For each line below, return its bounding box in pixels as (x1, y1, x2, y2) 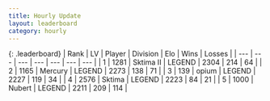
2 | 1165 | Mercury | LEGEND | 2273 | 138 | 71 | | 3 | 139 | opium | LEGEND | (8, 66, 256, 76)
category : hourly (8, 27, 67, 35)
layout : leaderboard (8, 19, 78, 27)
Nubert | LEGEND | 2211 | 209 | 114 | (8, 83, 128, 93)
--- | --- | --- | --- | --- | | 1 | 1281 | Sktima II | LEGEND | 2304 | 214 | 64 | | (17, 57, 263, 67)
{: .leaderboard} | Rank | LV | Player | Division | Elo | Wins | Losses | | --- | (8, 49, 253, 59)
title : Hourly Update (8, 11, 82, 20)
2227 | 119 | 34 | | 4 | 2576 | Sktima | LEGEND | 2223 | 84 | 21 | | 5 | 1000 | (8, 74, 254, 85)
